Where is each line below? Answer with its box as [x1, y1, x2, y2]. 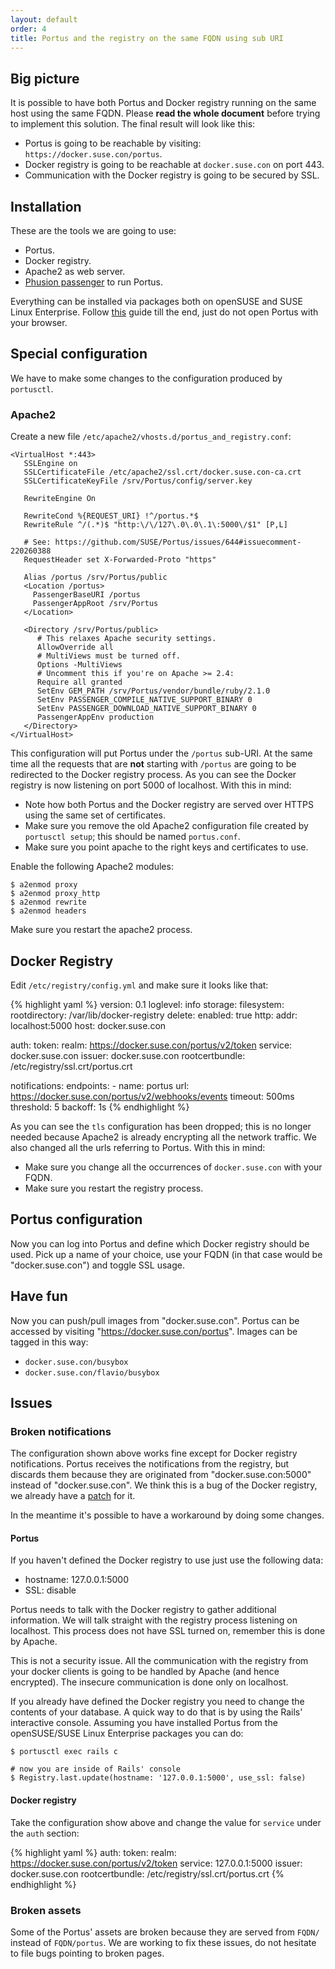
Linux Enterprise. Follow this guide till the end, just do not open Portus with [10, 306, 319, 318]
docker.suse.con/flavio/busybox [24, 1367, 160, 1378]
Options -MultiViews [36, 660, 123, 670]
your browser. [10, 317, 68, 328]
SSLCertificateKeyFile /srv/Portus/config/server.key [23, 476, 253, 486]
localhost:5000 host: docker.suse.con [10, 1019, 167, 1031]
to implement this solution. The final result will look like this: [10, 118, 256, 130]
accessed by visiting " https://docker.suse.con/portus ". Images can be [10, 1325, 298, 1337]
